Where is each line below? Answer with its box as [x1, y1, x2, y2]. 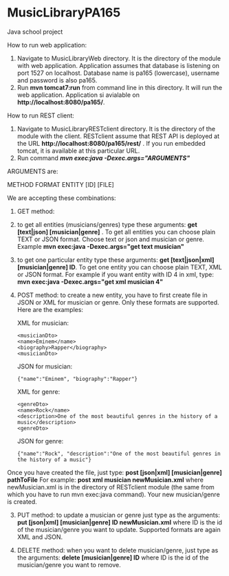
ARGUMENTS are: [7, 167, 58, 175]
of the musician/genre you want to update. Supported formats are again [17, 525, 221, 533]
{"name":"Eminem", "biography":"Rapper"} [17, 375, 138, 382]
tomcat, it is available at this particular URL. [17, 146, 140, 155]
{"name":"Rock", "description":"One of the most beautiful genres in [17, 450, 221, 457]
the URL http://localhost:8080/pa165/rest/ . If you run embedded [17, 139, 206, 147]
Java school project [7, 27, 63, 36]
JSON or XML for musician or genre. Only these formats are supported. [17, 298, 219, 307]
